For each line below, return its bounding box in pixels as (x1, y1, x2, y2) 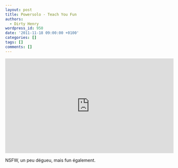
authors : (5, 16, 23, 21)
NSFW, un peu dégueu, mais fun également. (5, 157, 96, 163)
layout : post (5, 7, 32, 12)
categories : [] (5, 35, 37, 40)
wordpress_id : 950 (5, 26, 43, 31)
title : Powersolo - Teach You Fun (5, 12, 77, 17)
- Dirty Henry (9, 21, 39, 26)
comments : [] (5, 44, 32, 49)
